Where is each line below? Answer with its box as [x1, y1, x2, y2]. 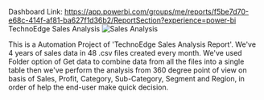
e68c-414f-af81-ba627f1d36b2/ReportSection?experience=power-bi [8, 15, 237, 25]
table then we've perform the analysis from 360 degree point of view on [8, 65, 247, 75]
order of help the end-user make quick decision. [8, 82, 169, 92]
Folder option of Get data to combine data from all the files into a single [8, 56, 245, 66]
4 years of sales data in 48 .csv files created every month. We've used [8, 48, 243, 57]
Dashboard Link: [8, 7, 63, 16]
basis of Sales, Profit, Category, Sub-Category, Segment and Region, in [8, 74, 245, 83]
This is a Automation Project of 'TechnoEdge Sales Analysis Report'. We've [8, 40, 256, 49]
